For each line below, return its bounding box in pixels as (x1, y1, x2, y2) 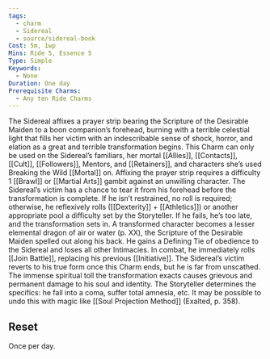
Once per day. (8, 341, 56, 351)
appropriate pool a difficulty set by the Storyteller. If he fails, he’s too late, (8, 211, 253, 220)
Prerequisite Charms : (8, 86, 82, 95)
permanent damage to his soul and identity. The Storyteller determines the (8, 279, 256, 289)
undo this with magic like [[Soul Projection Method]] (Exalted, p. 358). (8, 296, 241, 307)
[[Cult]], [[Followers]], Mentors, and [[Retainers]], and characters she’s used (8, 159, 262, 169)
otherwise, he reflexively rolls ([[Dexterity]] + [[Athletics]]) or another (8, 202, 238, 212)
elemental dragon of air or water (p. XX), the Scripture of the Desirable (8, 228, 243, 238)
